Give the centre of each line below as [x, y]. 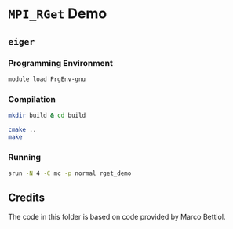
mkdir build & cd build [47, 116]
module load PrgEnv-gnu [47, 79]
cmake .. [22, 129]
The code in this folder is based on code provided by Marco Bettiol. [117, 216]
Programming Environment [61, 63]
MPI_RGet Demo [58, 14]
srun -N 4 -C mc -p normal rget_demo [70, 173]
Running [25, 157]
